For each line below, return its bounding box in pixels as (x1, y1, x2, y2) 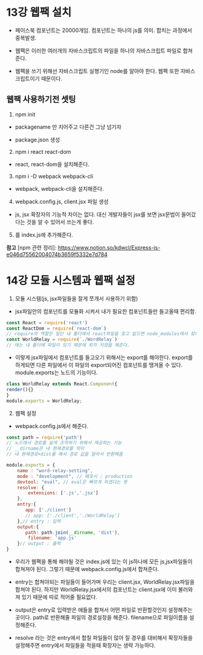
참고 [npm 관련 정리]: (6, 244, 57, 251)
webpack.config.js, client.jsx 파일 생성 (14, 197, 109, 205)
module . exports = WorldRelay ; (6, 398, 83, 404)
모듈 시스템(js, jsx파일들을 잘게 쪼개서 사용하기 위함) (14, 295, 138, 302)
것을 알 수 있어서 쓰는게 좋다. (26, 218, 94, 225)
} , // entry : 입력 (17, 518, 61, 524)
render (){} (6, 386, 34, 392)
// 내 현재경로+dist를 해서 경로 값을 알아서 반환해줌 (6, 451, 123, 458)
